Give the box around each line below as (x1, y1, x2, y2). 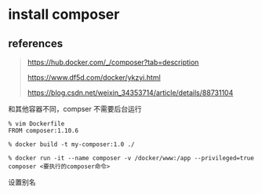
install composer (8, 5, 120, 24)
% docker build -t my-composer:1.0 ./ (8, 141, 135, 148)
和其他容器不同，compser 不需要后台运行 (8, 104, 142, 113)
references (8, 37, 64, 50)
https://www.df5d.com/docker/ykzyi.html (27, 73, 161, 82)
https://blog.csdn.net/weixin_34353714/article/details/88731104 (27, 88, 234, 97)
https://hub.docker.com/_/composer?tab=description (27, 57, 199, 67)
